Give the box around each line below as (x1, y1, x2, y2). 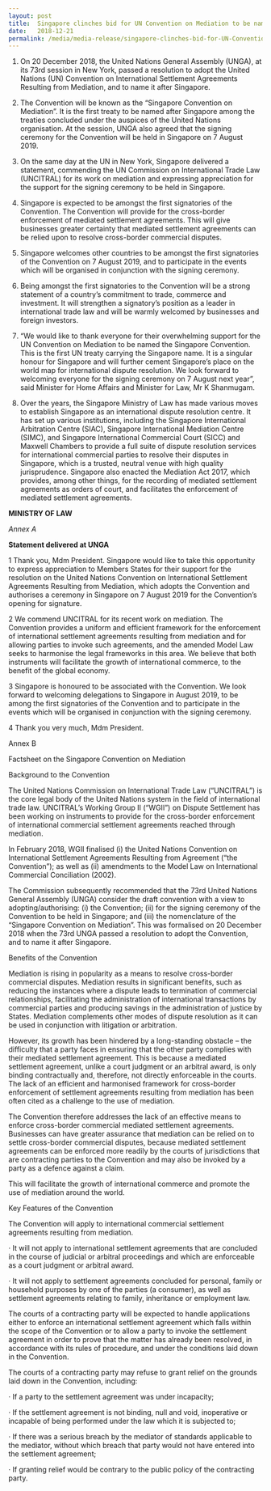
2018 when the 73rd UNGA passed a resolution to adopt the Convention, (8, 929, 248, 938)
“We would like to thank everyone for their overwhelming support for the (19, 331, 261, 341)
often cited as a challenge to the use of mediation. (8, 1096, 175, 1106)
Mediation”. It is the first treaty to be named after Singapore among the (19, 107, 256, 116)
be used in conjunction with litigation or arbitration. (8, 1020, 177, 1030)
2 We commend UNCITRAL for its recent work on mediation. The (8, 614, 223, 624)
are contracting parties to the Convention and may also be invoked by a (8, 1154, 246, 1165)
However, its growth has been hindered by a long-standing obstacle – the (8, 1036, 252, 1046)
